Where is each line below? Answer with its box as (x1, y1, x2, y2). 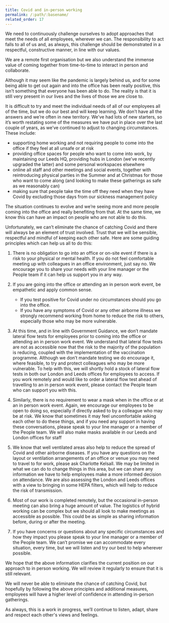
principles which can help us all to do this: (5, 240, 92, 246)
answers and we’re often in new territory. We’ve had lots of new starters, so (5, 114, 162, 120)
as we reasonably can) (12, 183, 60, 189)
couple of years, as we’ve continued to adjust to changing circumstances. (5, 125, 159, 131)
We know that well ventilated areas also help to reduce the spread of (12, 444, 155, 451)
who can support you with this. (12, 387, 77, 393)
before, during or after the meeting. (12, 519, 86, 525)
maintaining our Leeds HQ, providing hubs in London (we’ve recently (12, 156, 155, 162)
